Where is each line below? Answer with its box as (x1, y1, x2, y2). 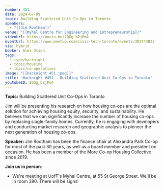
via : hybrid (5, 44, 29, 48)
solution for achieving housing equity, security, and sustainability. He (5, 108, 144, 114)
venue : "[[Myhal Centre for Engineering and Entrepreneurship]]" (5, 30, 141, 35)
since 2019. (5, 154, 28, 160)
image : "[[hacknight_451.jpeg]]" (5, 71, 74, 76)
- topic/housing (9, 62, 43, 67)
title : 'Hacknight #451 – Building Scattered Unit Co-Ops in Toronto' (5, 75, 153, 80)
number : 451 (5, 7, 29, 12)
